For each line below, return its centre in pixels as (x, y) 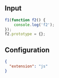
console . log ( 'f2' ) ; (34, 25)
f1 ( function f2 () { (25, 20)
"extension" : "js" (29, 66)
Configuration (27, 50)
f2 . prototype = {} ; (25, 34)
